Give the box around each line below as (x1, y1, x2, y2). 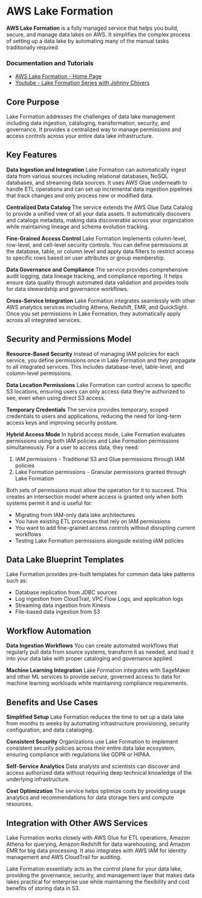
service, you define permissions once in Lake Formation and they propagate (6, 357, 197, 364)
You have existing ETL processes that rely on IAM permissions (15, 518, 171, 525)
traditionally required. (6, 44, 60, 51)
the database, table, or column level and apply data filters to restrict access (6, 247, 195, 255)
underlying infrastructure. (6, 776, 70, 783)
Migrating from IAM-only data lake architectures (15, 511, 135, 518)
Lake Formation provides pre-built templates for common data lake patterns (6, 571, 195, 578)
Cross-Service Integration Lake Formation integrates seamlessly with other (6, 296, 195, 304)
